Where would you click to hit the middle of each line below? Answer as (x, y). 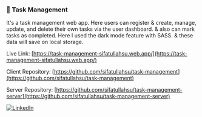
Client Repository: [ (30, 72)
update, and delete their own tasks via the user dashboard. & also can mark (101, 29)
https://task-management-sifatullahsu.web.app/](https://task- (110, 54)
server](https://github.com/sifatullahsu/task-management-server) (88, 96)
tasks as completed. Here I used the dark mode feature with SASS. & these (100, 36)
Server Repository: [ (31, 90)
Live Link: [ (20, 54)
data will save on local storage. (45, 42)
